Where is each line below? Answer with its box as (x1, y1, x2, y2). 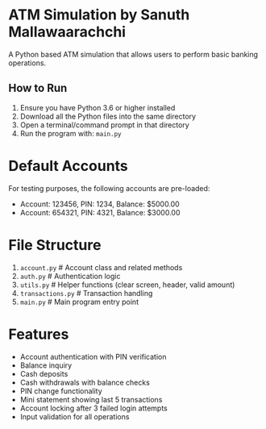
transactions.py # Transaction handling (19, 288, 153, 298)
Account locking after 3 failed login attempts (19, 403, 168, 413)
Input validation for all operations (19, 411, 130, 421)
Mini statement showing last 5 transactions (19, 394, 163, 404)
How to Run (8, 81, 68, 95)
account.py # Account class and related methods (19, 262, 183, 272)
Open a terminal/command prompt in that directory (19, 119, 189, 130)
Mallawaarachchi (8, 23, 127, 41)
